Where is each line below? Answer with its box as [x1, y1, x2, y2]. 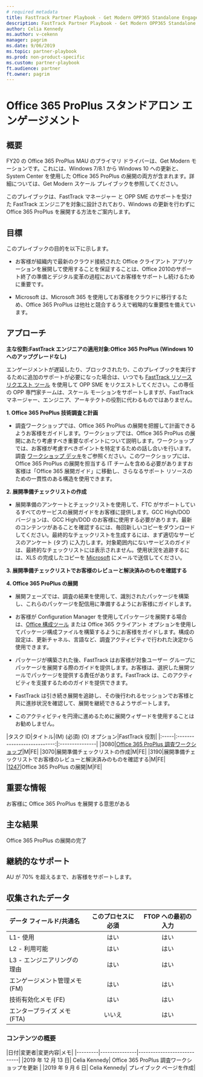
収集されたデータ [6, 893, 70, 903]
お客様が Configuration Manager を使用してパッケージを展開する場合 [14, 613, 187, 620]
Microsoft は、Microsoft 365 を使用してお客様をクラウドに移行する [14, 294, 182, 301]
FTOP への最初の [143, 913, 192, 921]
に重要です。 [14, 280, 47, 288]
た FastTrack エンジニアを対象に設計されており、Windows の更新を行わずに [6, 201, 195, 208]
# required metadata [6, 8, 59, 15]
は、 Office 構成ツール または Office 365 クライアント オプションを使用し [14, 620, 196, 628]
